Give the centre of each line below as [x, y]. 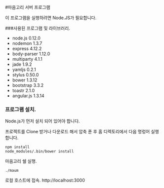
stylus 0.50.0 [25, 75]
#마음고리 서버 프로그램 [28, 7]
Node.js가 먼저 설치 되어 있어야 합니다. [42, 121]
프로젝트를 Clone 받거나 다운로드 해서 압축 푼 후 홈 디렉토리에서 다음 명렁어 [78, 132]
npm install [17, 147]
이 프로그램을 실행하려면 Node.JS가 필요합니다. [51, 18]
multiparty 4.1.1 [27, 59]
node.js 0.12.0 [26, 38]
